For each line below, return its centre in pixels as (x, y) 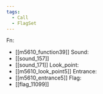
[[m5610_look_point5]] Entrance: (56, 72)
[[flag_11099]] (32, 84)
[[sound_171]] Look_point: (47, 65)
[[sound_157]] (32, 59)
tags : (13, 12)
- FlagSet (24, 23)
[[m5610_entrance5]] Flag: (48, 78)
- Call (20, 18)
